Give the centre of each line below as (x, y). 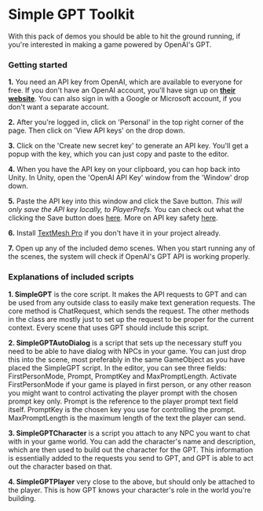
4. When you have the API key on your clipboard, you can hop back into (124, 170)
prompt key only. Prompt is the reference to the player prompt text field (123, 401)
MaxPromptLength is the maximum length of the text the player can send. (127, 418)
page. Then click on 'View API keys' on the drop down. (97, 130)
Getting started (38, 64)
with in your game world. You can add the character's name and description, (132, 441)
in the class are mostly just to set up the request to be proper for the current (131, 319)
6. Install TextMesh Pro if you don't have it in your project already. (115, 233)
